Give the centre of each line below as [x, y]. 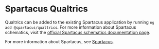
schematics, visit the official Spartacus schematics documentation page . [78, 32]
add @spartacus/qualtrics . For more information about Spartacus [71, 27]
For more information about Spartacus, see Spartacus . [60, 41]
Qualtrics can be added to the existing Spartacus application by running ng [80, 22]
